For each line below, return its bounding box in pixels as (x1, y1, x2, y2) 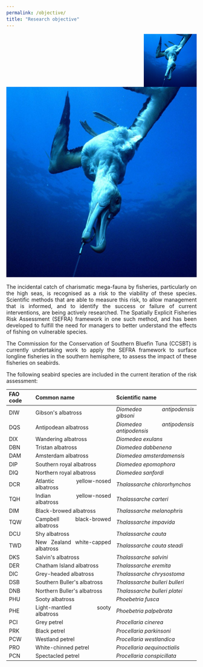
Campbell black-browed (35, 515, 111, 523)
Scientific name (115, 393, 157, 401)
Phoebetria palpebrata (115, 607, 173, 614)
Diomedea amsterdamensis (115, 452, 185, 459)
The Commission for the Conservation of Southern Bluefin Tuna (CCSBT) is (6, 340, 197, 347)
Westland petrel (35, 635, 75, 643)
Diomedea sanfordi (115, 469, 164, 476)
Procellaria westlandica (115, 635, 175, 643)
